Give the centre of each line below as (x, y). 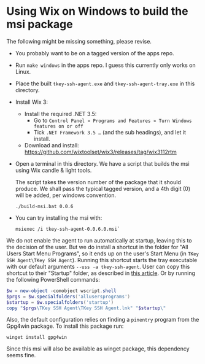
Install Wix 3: (31, 102)
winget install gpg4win (37, 338)
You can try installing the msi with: (59, 218)
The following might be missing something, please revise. (79, 41)
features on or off (59, 126)
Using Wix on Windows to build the (97, 11)
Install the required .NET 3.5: (60, 114)
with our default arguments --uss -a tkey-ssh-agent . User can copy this (98, 266)
